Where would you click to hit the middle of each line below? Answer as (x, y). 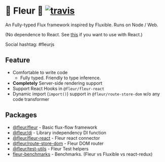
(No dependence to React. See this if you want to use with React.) (74, 34)
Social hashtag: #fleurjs (30, 44)
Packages (21, 115)
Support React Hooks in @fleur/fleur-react (58, 88)
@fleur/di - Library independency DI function (59, 132)
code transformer (31, 99)
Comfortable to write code (40, 72)
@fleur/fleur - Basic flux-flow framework (55, 127)
